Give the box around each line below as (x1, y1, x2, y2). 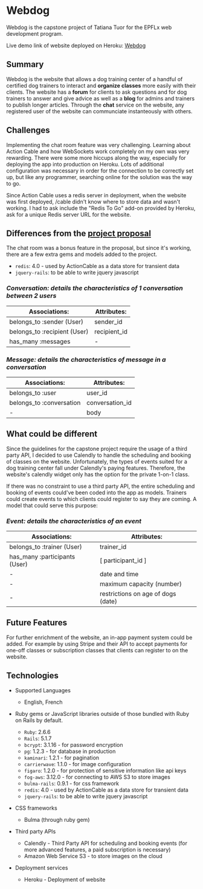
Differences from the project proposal (6, 228, 151, 238)
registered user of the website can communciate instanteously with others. (6, 107, 193, 115)
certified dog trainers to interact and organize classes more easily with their (6, 82, 196, 89)
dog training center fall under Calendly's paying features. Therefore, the (6, 464, 185, 471)
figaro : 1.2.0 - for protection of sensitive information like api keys (24, 767, 187, 774)
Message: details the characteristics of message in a (6, 355, 166, 364)
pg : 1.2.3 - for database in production (24, 747, 116, 755)
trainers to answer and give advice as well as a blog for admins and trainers (6, 94, 195, 102)
